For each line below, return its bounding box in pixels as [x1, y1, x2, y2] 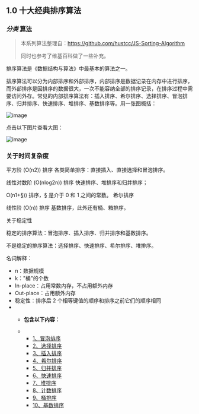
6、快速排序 [32, 372, 62, 379]
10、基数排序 [32, 402, 64, 409]
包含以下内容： [23, 315, 60, 323]
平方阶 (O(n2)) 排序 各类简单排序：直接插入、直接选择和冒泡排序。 [6, 166, 169, 173]
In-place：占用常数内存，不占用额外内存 [14, 282, 114, 289]
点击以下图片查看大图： [6, 124, 63, 131]
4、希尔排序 [32, 357, 62, 364]
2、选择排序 [32, 342, 62, 349]
